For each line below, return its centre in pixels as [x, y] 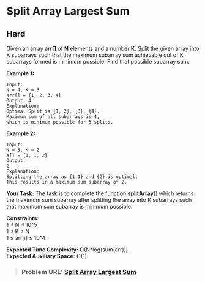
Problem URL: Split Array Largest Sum [79, 272]
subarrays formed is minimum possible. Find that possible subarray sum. [98, 61]
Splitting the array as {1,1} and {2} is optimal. [72, 177]
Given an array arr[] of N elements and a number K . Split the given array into [103, 48]
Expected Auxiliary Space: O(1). [47, 256]
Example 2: [21, 133]
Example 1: [20, 73]
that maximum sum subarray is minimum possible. [69, 206]
